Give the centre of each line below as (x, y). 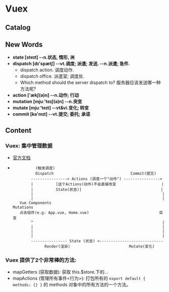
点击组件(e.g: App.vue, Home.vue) (54, 213)
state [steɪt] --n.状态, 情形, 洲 (44, 57)
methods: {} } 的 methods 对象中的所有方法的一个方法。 (72, 285)
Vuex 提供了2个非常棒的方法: (41, 260)
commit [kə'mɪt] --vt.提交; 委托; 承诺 (51, 114)
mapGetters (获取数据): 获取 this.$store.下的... (60, 272)
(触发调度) (45, 168)
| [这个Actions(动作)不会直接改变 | (97, 184)
